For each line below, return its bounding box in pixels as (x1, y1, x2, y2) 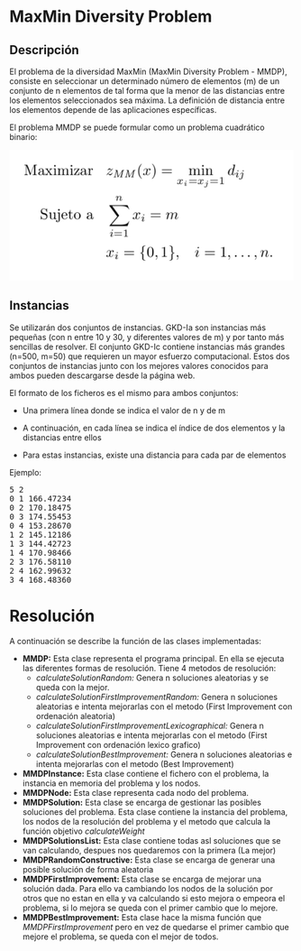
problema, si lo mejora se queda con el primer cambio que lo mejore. (22, 902, 278, 913)
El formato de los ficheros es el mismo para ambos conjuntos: (9, 387, 239, 398)
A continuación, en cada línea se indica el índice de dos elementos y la (22, 422, 286, 433)
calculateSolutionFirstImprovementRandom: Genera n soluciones (35, 691, 278, 702)
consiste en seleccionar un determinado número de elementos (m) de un (9, 76, 280, 87)
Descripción (9, 42, 79, 58)
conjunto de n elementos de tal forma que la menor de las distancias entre (9, 86, 286, 96)
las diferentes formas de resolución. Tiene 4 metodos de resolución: (22, 662, 277, 673)
